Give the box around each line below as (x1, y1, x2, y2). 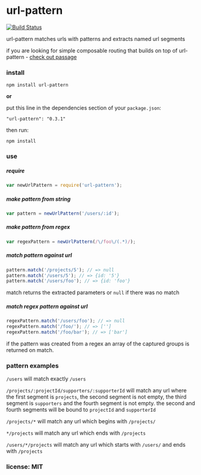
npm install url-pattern (6, 82, 69, 88)
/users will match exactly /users (6, 375, 86, 383)
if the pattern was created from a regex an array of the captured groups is (6, 340, 190, 347)
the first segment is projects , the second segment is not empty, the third (6, 393, 187, 401)
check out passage (29, 53, 77, 60)
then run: (6, 127, 29, 134)
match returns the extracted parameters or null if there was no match (6, 289, 179, 296)
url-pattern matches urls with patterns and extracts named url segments (6, 35, 185, 42)
